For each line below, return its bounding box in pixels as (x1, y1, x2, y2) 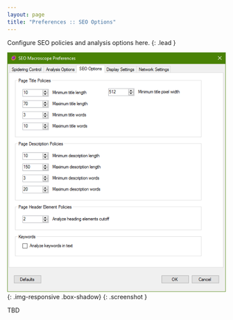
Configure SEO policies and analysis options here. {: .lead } (7, 38, 176, 46)
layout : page (7, 11, 45, 18)
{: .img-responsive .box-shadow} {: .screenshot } (7, 293, 148, 301)
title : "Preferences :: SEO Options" (7, 18, 116, 26)
